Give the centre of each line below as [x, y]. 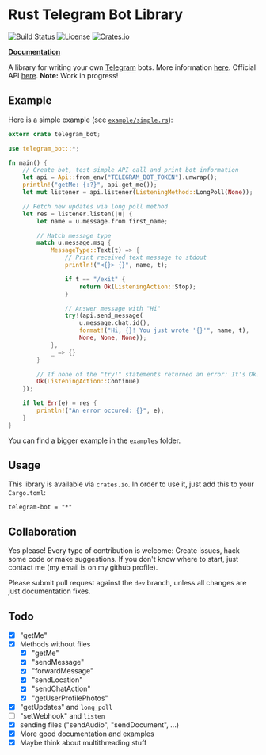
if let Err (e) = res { [60, 403]
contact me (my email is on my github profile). [83, 567]
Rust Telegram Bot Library [96, 15]
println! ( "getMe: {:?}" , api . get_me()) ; [90, 185]
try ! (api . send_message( [104, 316]
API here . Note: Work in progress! [63, 75]
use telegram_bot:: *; [44, 148]
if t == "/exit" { [95, 279]
